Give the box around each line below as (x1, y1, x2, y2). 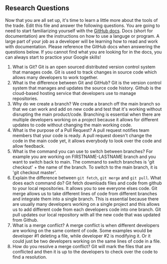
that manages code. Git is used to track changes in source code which (12, 69, 157, 75)
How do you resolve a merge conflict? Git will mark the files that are (12, 243, 152, 249)
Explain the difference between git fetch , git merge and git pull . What (12, 175, 162, 180)
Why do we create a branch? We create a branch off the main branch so (12, 100, 161, 106)
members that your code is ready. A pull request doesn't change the (12, 132, 153, 138)
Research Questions (5, 4, 70, 12)
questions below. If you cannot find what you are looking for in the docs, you (5, 49, 162, 55)
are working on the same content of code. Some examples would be (12, 227, 153, 233)
